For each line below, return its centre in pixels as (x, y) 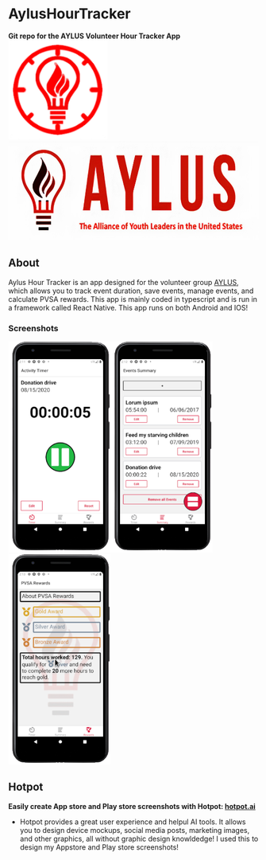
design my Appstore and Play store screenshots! (99, 847)
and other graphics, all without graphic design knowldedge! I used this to (139, 838)
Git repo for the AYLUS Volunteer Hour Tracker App (94, 36)
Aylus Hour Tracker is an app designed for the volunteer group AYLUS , (124, 282)
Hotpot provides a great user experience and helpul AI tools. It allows (133, 822)
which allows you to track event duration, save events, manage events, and (131, 291)
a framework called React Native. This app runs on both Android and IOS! (128, 307)
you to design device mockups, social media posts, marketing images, (135, 830)
